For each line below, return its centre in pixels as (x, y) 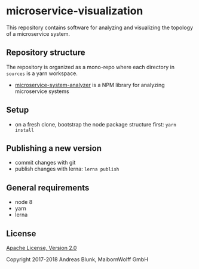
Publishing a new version (54, 148)
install (24, 130)
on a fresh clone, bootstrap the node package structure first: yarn (95, 124)
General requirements (48, 188)
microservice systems (42, 91)
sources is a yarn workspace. (42, 73)
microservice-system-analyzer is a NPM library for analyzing (90, 85)
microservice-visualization (75, 11)
